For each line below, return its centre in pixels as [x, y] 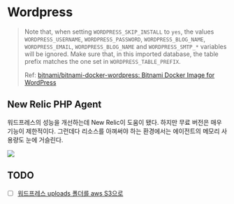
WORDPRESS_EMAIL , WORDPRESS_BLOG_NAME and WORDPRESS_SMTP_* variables [125, 46]
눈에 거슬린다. [44, 140]
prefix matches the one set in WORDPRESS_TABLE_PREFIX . [102, 61]
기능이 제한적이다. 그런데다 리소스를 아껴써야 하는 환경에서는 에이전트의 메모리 [114, 131]
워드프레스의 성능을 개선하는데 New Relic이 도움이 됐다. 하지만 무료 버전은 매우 [115, 122]
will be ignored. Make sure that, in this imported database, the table [121, 54]
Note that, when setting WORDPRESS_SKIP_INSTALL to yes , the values [119, 32]
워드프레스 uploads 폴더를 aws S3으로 [70, 193]
